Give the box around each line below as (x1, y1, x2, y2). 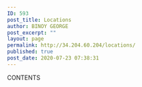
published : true (7, 49, 53, 55)
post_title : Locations (7, 16, 72, 23)
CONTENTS (7, 73, 41, 82)
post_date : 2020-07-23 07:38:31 (7, 55, 99, 62)
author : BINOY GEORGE (7, 23, 69, 29)
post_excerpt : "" (7, 29, 57, 36)
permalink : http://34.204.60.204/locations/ (7, 42, 136, 49)
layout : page (7, 36, 44, 42)
